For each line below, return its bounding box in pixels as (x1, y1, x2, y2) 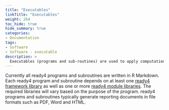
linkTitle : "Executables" (5, 12, 59, 17)
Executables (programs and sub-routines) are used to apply (10, 59, 138, 64)
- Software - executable (5, 49, 57, 54)
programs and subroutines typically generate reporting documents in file (5, 94, 156, 100)
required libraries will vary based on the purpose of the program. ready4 (5, 88, 155, 94)
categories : (5, 31, 30, 36)
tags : (5, 40, 17, 45)
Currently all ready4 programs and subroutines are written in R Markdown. (5, 72, 159, 78)
